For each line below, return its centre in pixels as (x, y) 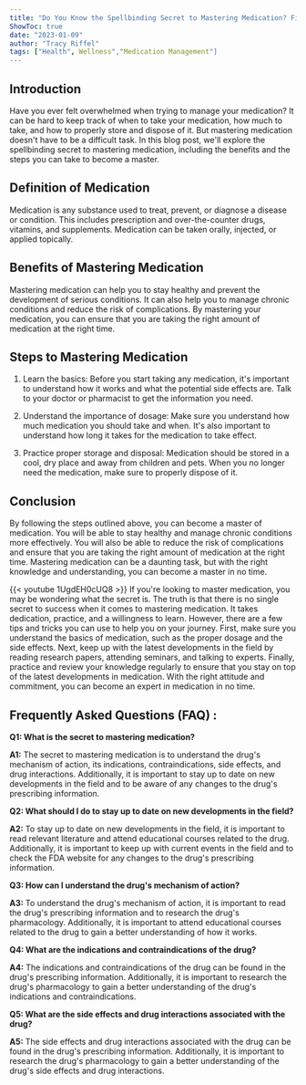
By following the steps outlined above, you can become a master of (136, 523)
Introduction (46, 89)
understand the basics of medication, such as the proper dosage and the (146, 638)
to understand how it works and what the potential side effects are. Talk (157, 389)
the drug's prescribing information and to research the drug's (124, 913)
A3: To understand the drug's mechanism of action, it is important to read (148, 903)
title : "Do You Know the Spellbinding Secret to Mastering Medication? (148, 18)
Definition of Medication (80, 188)
